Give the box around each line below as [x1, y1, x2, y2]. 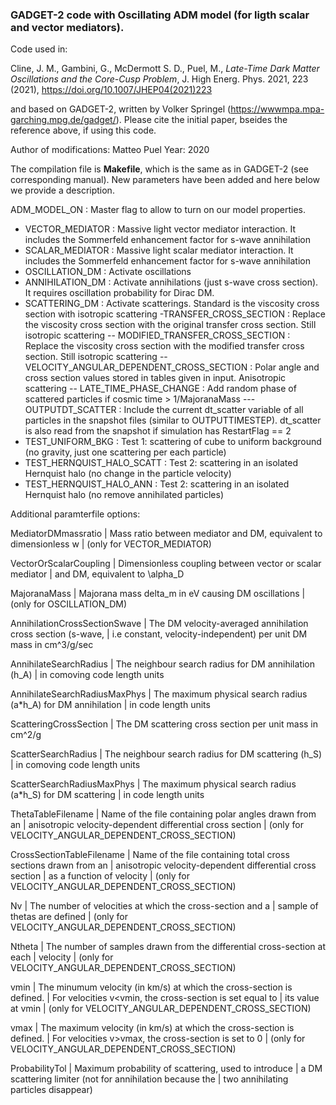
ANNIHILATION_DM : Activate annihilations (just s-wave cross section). [24, 276, 319, 288]
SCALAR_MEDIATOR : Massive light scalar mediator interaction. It [24, 244, 294, 257]
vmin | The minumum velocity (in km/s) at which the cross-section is [10, 981, 293, 993]
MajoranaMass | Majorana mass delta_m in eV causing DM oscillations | [10, 588, 306, 600]
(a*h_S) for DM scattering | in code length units [10, 789, 205, 801]
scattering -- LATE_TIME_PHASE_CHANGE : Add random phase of [24, 383, 297, 395]
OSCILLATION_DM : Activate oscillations [24, 266, 192, 278]
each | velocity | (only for [10, 951, 114, 963]
